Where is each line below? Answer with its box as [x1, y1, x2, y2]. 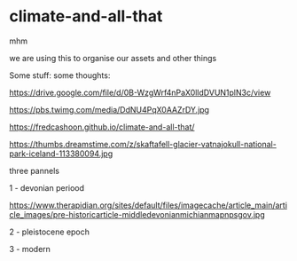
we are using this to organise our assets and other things [9, 52, 217, 63]
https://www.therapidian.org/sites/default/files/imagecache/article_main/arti [9, 200, 288, 210]
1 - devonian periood [9, 182, 85, 193]
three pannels [9, 165, 60, 176]
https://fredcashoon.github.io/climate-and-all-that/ [9, 122, 195, 132]
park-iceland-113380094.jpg [9, 148, 113, 159]
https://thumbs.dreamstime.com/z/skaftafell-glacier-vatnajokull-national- [9, 138, 277, 149]
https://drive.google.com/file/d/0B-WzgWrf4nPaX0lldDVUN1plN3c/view [9, 87, 271, 98]
